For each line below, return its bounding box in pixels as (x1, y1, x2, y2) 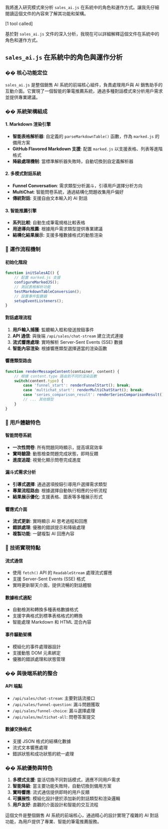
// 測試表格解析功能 (14, 284, 51, 289)
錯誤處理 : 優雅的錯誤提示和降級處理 (12, 524, 85, 531)
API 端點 (5, 683, 22, 689)
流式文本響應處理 (12, 745, 48, 751)
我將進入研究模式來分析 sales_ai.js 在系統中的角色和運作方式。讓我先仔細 (5, 4, 159, 10)
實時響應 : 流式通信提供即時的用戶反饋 (12, 789, 90, 796)
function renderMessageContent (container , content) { (5, 369, 120, 374)
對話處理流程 (5, 314, 31, 320)
